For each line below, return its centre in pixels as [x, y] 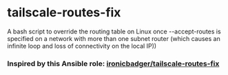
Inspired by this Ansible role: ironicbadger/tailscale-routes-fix [113, 63]
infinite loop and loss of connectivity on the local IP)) [82, 46]
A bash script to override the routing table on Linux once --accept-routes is [114, 31]
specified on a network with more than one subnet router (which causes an [114, 38]
